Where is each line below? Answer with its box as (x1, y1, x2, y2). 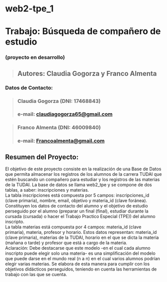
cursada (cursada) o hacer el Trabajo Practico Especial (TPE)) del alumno (5, 213, 156, 219)
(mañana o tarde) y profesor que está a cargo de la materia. (5, 240, 128, 246)
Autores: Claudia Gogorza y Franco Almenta (17, 69, 157, 77)
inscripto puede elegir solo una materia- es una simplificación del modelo (5, 250, 156, 256)
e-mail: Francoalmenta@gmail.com (17, 138, 105, 144)
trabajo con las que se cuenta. (5, 272, 67, 278)
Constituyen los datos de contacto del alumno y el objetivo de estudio (5, 203, 148, 209)
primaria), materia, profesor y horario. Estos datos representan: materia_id (5, 229, 157, 235)
